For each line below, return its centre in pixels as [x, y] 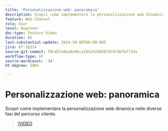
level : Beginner [22, 28]
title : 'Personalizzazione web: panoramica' [52, 10]
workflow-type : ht [24, 56]
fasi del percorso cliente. [31, 114]
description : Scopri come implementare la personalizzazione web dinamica [85, 14]
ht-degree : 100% [22, 65]
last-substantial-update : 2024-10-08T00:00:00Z [56, 42]
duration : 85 [19, 38]
